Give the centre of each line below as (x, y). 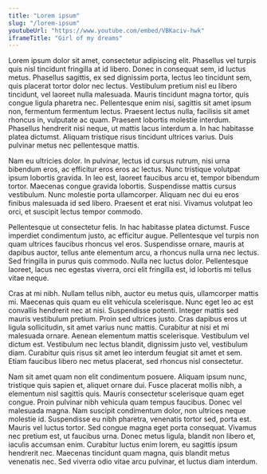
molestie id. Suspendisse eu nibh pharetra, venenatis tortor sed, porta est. (130, 419)
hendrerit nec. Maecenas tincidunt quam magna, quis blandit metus (119, 453)
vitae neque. (29, 278)
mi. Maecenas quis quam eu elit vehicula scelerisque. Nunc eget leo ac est (131, 302)
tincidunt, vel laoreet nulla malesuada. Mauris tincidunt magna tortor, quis (129, 95)
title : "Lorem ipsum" (44, 16)
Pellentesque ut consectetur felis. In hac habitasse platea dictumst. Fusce (129, 227)
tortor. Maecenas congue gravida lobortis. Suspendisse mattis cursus (122, 186)
